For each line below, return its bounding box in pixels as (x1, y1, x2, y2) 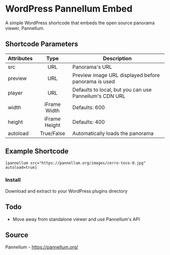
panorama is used (72, 78, 115, 85)
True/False (39, 130, 66, 137)
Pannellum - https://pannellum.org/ (5, 244, 78, 250)
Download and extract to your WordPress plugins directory (5, 188, 128, 194)
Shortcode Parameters (5, 40, 78, 49)
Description (103, 55, 132, 62)
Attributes (8, 55, 33, 62)
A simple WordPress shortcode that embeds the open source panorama (5, 20, 155, 26)
